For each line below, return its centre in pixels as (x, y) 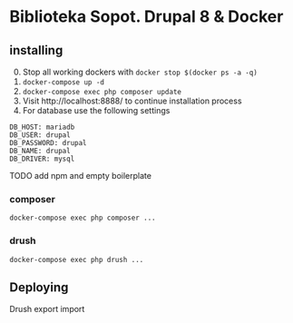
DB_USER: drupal (40, 135)
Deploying (39, 287)
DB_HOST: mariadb (42, 127)
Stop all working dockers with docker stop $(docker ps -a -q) (140, 72)
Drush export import (47, 309)
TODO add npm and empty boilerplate (81, 176)
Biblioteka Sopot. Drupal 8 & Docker (146, 17)
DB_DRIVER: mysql (42, 159)
